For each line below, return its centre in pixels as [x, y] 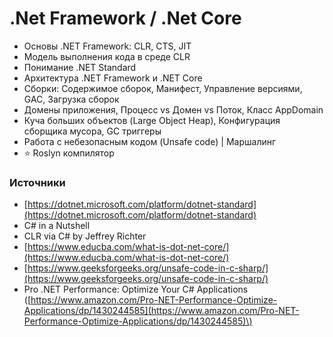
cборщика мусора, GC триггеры [92, 131]
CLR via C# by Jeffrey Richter [85, 236]
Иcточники [37, 182]
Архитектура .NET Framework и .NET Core [113, 78]
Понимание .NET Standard [80, 67]
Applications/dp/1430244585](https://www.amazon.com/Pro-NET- [161, 311]
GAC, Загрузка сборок [71, 99]
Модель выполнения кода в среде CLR [107, 56]
